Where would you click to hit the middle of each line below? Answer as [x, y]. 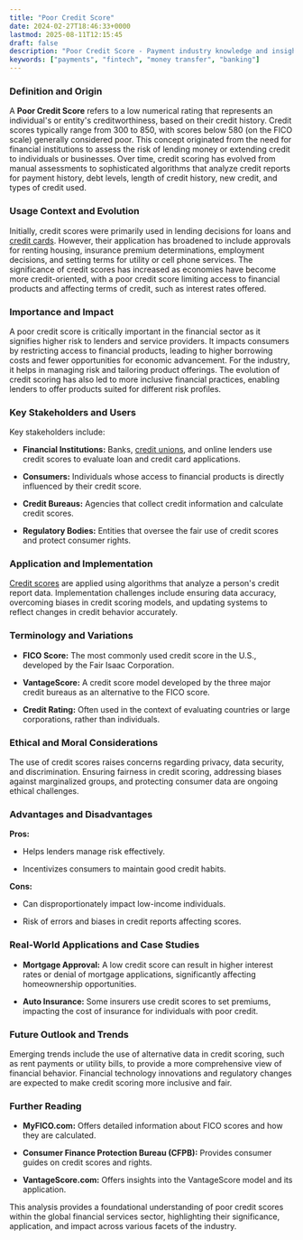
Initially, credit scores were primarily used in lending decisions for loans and [150, 230]
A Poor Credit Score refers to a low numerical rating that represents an [141, 111]
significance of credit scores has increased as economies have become [143, 269]
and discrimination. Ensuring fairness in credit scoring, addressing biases [146, 772]
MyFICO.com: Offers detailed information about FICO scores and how [152, 1126]
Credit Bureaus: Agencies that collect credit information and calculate [153, 504]
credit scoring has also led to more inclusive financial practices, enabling [145, 379]
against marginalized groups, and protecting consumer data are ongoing [144, 781]
